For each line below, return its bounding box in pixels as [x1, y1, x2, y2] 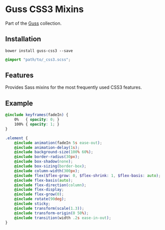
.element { [5, 135, 28, 141]
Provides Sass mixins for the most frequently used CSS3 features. [5, 84, 142, 90]
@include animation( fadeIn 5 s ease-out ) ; [14, 140, 102, 145]
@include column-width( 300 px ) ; [14, 168, 80, 174]
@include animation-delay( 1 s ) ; [14, 145, 80, 150]
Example [5, 99, 33, 107]
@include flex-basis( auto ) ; [14, 178, 73, 183]
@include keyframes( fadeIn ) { [5, 112, 69, 118]
